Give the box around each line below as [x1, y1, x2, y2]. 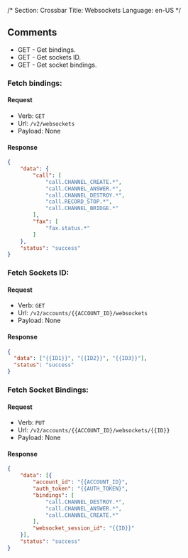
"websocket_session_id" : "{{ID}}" [33, 525, 135, 532]
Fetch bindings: [7, 78, 62, 88]
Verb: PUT [17, 418, 45, 427]
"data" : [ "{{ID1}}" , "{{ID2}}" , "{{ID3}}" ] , [13, 355, 148, 362]
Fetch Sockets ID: [7, 268, 70, 278]
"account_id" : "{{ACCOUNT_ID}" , [33, 478, 129, 486]
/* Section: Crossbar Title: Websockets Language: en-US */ [7, 6, 182, 14]
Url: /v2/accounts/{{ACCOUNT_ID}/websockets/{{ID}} [17, 426, 170, 434]
